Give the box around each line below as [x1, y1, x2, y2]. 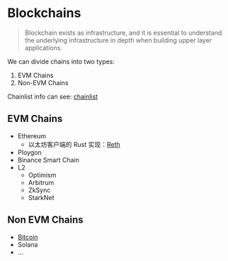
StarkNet [28, 193, 55, 201]
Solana [17, 240, 38, 249]
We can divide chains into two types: [7, 57, 115, 65]
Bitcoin [17, 233, 38, 241]
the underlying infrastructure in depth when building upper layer [24, 35, 212, 44]
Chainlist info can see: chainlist [7, 92, 98, 101]
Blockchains [7, 5, 81, 21]
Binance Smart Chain [17, 155, 79, 164]
